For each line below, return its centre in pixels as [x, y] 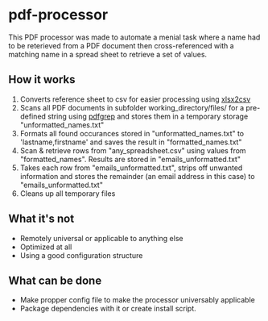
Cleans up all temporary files [68, 193]
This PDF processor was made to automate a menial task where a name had [134, 37]
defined [33, 116]
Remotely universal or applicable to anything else [101, 238]
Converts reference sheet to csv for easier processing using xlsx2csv [135, 99]
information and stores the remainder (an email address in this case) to [137, 176]
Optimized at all [46, 247]
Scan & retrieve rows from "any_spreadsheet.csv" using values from [133, 150]
